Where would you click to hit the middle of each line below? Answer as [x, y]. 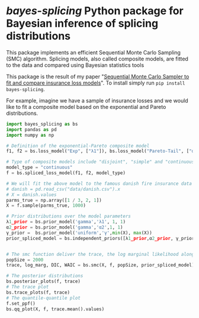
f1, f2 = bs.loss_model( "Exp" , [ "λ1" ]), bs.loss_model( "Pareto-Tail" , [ [98, 151]
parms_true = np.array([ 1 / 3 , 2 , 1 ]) [54, 200]
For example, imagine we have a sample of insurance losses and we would [97, 100]
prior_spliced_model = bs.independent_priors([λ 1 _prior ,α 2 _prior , [90, 238]
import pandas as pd [32, 129]
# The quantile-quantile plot [44, 298]
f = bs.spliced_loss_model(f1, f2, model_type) [66, 173]
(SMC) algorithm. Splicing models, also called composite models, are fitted [97, 59]
